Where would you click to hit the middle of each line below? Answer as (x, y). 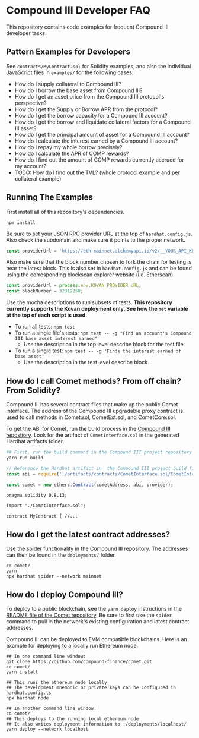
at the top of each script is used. (47, 315)
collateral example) (38, 178)
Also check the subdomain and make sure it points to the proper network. (96, 240)
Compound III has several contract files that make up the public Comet (92, 404)
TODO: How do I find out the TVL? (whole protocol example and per (97, 172)
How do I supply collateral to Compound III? (68, 84)
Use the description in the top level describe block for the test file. (104, 345)
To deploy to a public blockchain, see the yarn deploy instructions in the (94, 609)
